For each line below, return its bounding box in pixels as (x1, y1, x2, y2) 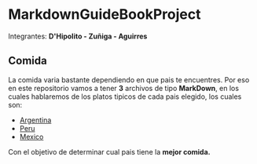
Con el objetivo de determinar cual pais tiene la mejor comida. (8, 147, 211, 156)
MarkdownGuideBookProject (8, 5, 201, 24)
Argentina (19, 115, 52, 125)
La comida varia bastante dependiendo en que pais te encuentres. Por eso (8, 75, 250, 84)
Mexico (19, 132, 44, 141)
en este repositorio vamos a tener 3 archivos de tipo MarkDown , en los (8, 83, 240, 93)
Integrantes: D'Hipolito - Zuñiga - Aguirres (8, 31, 148, 41)
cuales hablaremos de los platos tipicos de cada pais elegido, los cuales (8, 92, 242, 101)
